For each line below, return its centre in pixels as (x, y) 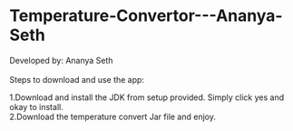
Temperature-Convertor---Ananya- (146, 16)
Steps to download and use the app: (77, 79)
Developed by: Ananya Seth (61, 60)
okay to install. (36, 106)
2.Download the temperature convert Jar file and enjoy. (112, 116)
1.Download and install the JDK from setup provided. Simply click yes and (146, 97)
